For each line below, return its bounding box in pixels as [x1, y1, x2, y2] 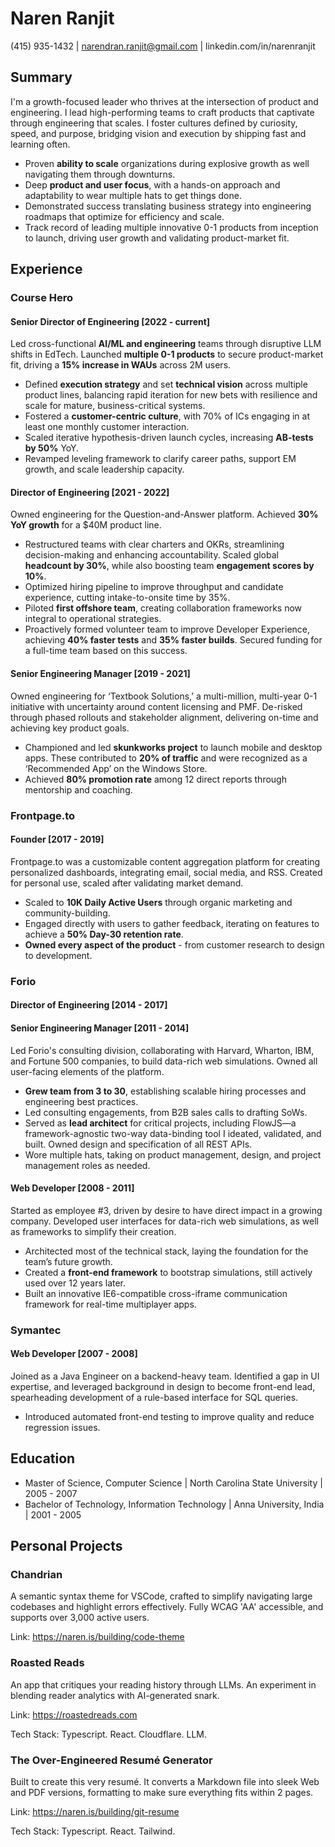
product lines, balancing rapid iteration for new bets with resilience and [24, 389, 318, 401]
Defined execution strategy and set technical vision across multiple [24, 378, 308, 391]
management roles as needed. [24, 1159, 151, 1171]
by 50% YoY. [24, 442, 80, 454]
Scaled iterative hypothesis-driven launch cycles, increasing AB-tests [24, 432, 314, 444]
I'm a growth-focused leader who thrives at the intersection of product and [10, 95, 319, 107]
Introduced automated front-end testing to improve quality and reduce [24, 1410, 315, 1422]
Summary [10, 69, 73, 86]
